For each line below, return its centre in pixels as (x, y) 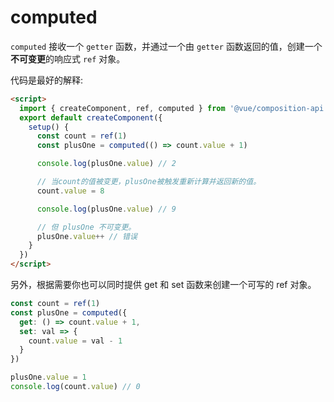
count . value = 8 (70, 191)
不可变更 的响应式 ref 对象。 (68, 58)
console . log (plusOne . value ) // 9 (106, 209)
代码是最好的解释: (47, 80)
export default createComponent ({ (91, 117)
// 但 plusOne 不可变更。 (86, 227)
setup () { (49, 127)
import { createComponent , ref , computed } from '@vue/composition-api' (174, 108)
